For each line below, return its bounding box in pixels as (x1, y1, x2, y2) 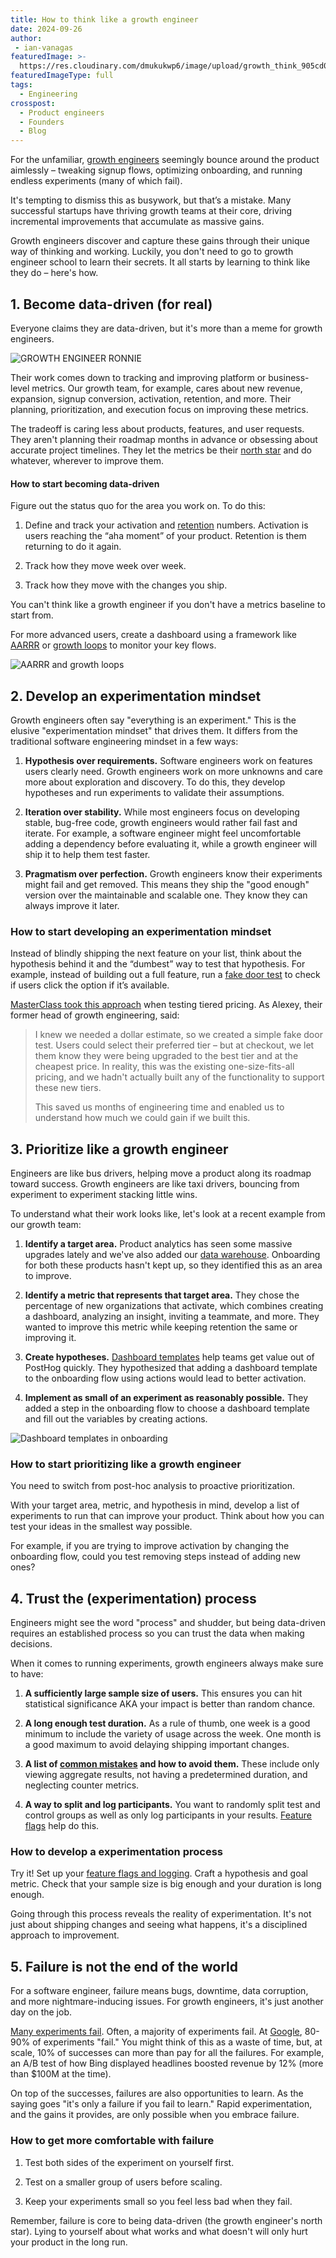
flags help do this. (24, 1820, 100, 1832)
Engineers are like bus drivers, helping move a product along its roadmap (10, 1167, 312, 1180)
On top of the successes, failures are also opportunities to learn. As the (10, 2087, 304, 2100)
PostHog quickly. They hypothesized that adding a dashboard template (24, 1362, 318, 1374)
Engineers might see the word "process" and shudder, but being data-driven (10, 1617, 326, 1629)
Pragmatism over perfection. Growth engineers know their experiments (24, 867, 323, 880)
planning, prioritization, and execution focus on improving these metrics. (10, 403, 309, 415)
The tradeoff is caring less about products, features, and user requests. (10, 422, 305, 435)
